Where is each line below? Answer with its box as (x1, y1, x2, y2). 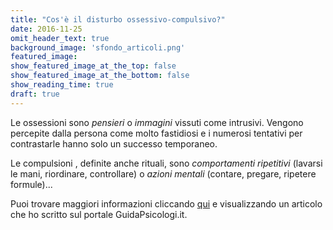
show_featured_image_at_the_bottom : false (10, 71, 190, 81)
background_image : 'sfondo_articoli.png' (10, 42, 186, 53)
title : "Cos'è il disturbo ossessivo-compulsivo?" (10, 14, 226, 25)
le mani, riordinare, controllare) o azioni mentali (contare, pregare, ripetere (10, 167, 317, 180)
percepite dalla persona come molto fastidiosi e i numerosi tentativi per (10, 127, 303, 139)
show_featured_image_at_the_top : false (10, 61, 177, 71)
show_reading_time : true (10, 80, 114, 90)
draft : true (10, 89, 60, 99)
